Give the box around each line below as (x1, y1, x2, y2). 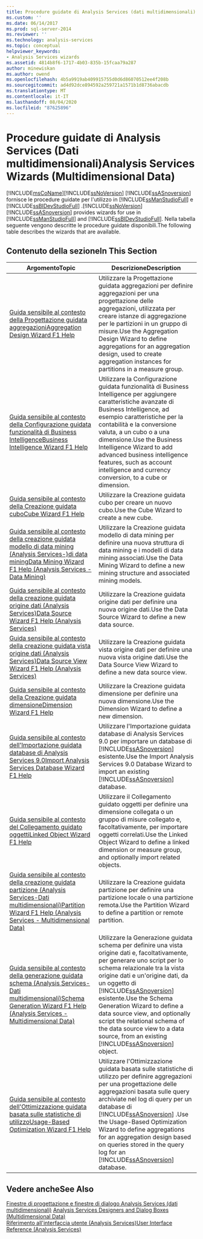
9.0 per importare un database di (98, 737, 192, 746)
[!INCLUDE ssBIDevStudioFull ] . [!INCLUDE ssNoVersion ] (6, 203, 143, 210)
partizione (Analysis (9, 886, 66, 895)
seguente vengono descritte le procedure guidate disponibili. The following (6, 222, 192, 229)
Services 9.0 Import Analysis (9, 756, 89, 765)
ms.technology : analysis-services (6, 37, 94, 43)
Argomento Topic (26, 264, 76, 272)
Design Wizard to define (98, 335, 167, 343)
